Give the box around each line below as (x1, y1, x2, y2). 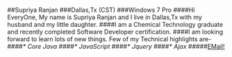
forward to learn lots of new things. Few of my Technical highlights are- (7, 35, 212, 43)
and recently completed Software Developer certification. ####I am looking (7, 27, 224, 36)
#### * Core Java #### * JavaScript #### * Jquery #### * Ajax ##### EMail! (7, 43, 225, 50)
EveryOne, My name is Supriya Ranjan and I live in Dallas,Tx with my (7, 13, 203, 21)
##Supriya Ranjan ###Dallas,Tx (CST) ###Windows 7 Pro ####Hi (7, 6, 195, 14)
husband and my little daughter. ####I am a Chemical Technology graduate (7, 21, 224, 28)
